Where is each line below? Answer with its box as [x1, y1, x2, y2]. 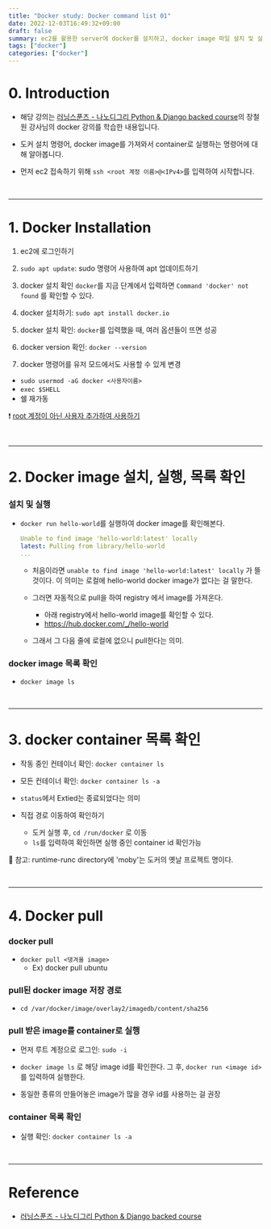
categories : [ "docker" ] [8, 49, 89, 57]
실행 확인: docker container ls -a [19, 1131, 132, 1141]
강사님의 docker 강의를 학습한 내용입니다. [28, 122, 160, 132]
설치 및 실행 [8, 499, 51, 510]
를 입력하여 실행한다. [19, 1072, 85, 1082]
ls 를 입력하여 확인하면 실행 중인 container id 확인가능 [31, 838, 202, 848]
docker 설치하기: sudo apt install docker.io [19, 308, 170, 318]
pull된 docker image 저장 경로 [8, 984, 123, 995]
